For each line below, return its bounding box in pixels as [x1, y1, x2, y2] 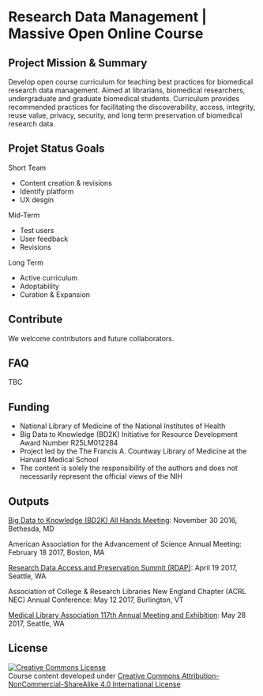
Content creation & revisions [19, 178, 112, 187]
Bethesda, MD [8, 524, 54, 533]
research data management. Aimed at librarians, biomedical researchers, [8, 85, 246, 95]
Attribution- [181, 671, 220, 680]
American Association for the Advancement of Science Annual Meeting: [8, 540, 242, 549]
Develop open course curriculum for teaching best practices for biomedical [8, 77, 254, 86]
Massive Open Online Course [8, 24, 204, 43]
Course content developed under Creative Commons [8, 671, 180, 680]
